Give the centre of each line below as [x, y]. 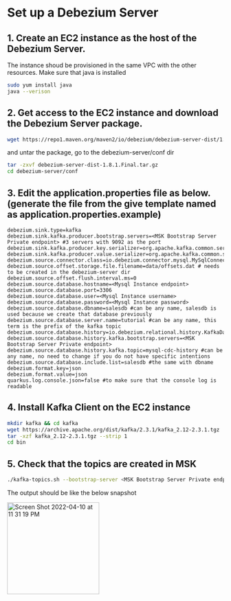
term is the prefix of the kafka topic [64, 326]
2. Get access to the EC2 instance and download [113, 113]
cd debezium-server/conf [43, 172]
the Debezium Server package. [75, 124]
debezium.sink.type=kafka [44, 230]
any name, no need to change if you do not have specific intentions [109, 356]
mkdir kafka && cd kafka [43, 423]
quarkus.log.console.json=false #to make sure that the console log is [112, 381]
